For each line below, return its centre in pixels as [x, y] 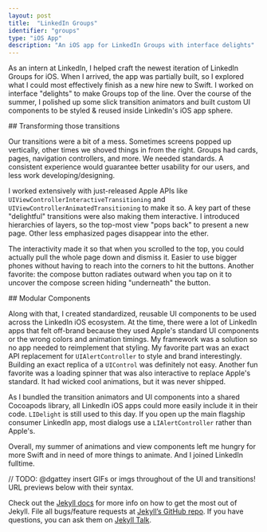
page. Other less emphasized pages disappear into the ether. [108, 233]
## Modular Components [49, 298]
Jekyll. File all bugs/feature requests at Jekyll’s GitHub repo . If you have [126, 511]
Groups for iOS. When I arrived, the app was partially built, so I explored [126, 77]
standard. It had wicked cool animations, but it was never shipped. [117, 382]
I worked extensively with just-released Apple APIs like [98, 191]
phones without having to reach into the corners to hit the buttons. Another [131, 266]
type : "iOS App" [35, 38]
